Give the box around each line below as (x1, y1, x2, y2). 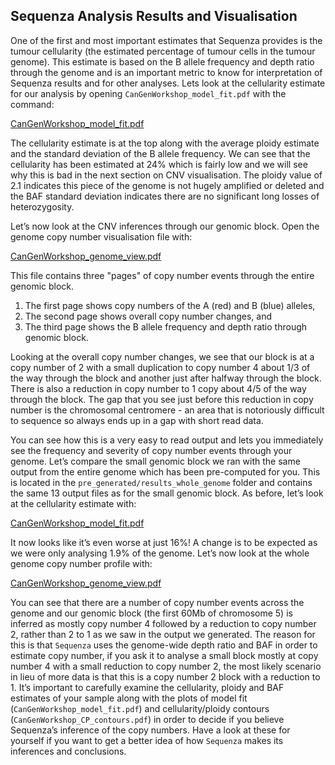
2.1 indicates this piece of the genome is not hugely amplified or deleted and (10, 179, 325, 191)
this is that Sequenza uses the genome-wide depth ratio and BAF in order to (10, 639, 318, 651)
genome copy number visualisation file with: (10, 230, 193, 243)
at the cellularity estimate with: (10, 497, 137, 509)
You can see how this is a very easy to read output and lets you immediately (10, 434, 324, 446)
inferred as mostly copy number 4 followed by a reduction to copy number (10, 617, 317, 629)
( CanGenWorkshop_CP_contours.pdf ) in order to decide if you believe (10, 713, 285, 725)
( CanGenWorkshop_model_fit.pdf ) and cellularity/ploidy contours (10, 702, 270, 714)
